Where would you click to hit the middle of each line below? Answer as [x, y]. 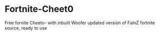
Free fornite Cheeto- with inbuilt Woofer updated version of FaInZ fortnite [80, 23]
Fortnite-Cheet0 [39, 9]
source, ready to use [26, 28]
